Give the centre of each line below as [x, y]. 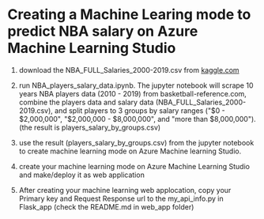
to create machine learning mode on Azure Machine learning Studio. [130, 151]
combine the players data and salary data [86, 102]
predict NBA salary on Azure [103, 31]
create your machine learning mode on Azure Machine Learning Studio [134, 166]
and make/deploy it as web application [82, 175]
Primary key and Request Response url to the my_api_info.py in [121, 198]
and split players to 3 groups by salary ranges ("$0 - [140, 110]
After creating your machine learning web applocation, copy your [125, 190]
